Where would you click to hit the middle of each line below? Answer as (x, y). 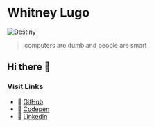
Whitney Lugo (49, 13)
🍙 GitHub (30, 101)
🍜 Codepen (33, 109)
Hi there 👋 (29, 67)
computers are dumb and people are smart (85, 45)
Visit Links (25, 86)
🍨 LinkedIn (32, 116)
